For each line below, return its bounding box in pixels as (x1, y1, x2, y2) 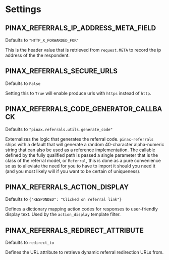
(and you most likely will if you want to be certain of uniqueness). (5, 168, 141, 174)
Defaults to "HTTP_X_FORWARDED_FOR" (5, 37, 79, 43)
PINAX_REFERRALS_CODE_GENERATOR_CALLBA (5, 105, 162, 113)
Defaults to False (5, 80, 41, 86)
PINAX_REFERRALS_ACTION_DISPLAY (5, 183, 129, 192)
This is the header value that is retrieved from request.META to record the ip (5, 47, 161, 53)
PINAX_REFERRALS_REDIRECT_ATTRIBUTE (5, 226, 144, 235)
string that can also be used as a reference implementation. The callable (5, 147, 155, 153)
